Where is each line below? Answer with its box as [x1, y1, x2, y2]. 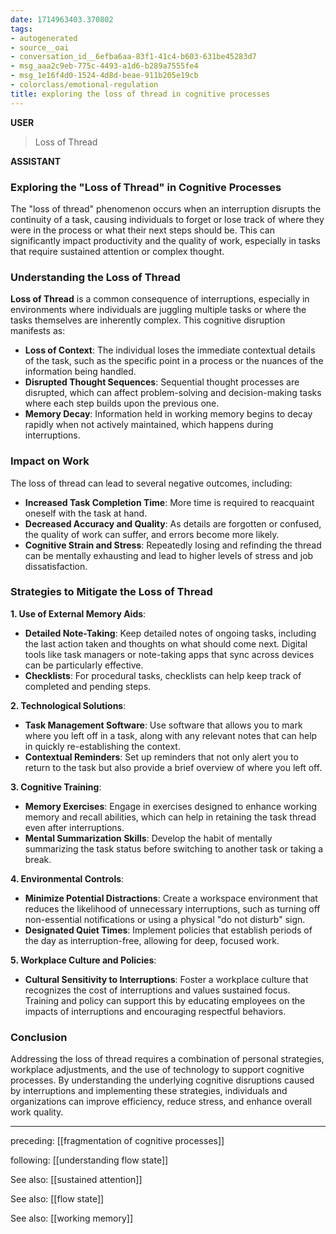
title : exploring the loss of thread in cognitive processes [10, 89, 271, 99]
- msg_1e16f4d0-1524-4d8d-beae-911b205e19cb [10, 71, 199, 81]
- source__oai [10, 42, 70, 53]
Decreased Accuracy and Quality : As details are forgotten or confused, [24, 517, 322, 530]
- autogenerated [10, 33, 78, 43]
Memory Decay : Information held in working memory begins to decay [24, 408, 313, 420]
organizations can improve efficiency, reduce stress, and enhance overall [10, 1096, 312, 1108]
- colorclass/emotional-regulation [10, 80, 159, 90]
